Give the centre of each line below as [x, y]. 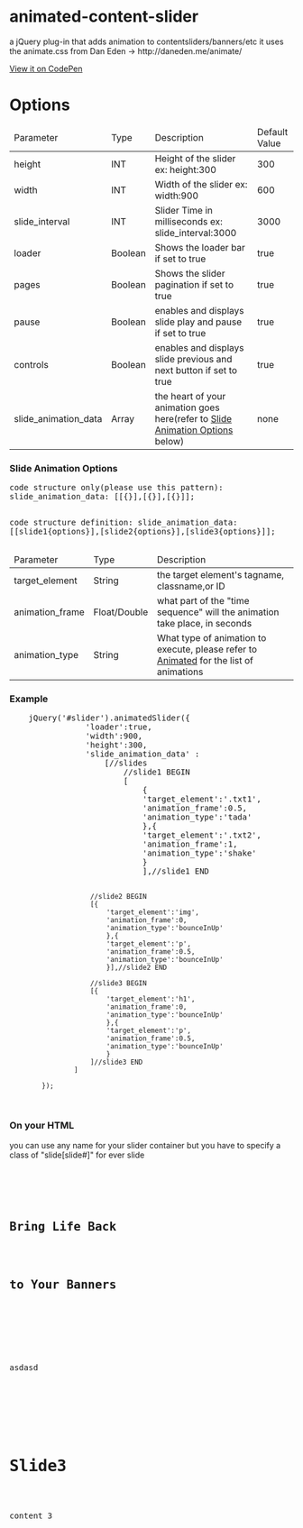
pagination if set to [194, 284]
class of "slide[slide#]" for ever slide [77, 1155]
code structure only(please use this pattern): [116, 488]
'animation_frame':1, [190, 844]
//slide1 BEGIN [157, 772]
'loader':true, [119, 727]
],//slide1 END [176, 871]
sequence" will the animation [218, 612]
